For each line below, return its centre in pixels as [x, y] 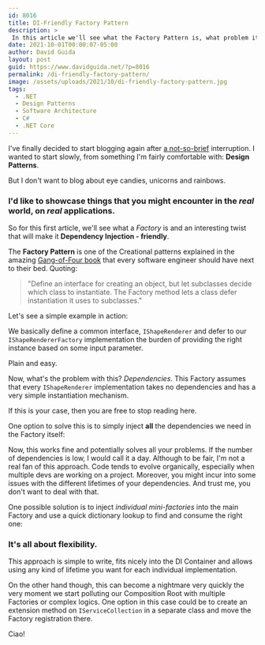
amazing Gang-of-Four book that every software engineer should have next [131, 260]
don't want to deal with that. [54, 492]
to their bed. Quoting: [43, 269]
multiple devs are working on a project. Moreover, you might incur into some [132, 475]
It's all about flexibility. [53, 544]
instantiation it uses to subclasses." [85, 300]
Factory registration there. [50, 619]
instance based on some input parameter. [76, 348]
